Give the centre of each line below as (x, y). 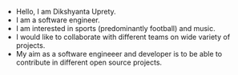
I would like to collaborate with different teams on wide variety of (123, 37)
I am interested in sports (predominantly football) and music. (116, 28)
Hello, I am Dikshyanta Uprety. (66, 12)
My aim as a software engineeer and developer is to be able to (119, 54)
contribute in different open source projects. (89, 62)
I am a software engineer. (58, 20)
